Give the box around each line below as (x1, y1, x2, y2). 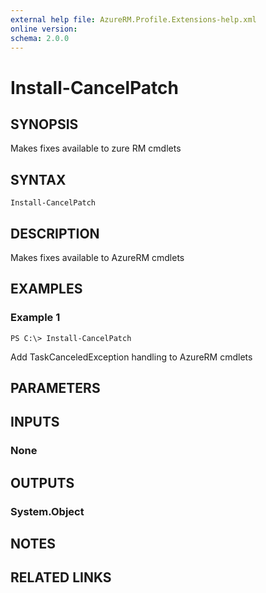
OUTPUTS (10, 474, 75, 491)
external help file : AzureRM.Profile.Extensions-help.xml (10, 14, 257, 25)
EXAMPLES (10, 281, 83, 298)
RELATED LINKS (10, 569, 112, 586)
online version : (10, 24, 78, 34)
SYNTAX (10, 171, 67, 188)
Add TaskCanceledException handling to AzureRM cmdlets (10, 351, 253, 363)
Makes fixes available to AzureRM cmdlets (10, 252, 185, 263)
